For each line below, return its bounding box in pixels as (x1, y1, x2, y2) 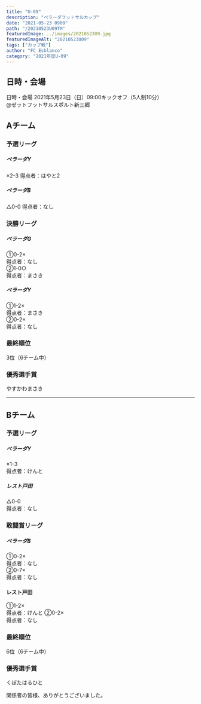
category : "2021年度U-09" (6, 53, 69, 59)
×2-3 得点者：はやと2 (6, 172, 60, 179)
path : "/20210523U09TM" (6, 25, 66, 32)
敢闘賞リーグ (6, 521, 44, 529)
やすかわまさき (6, 385, 43, 392)
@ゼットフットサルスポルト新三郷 (6, 101, 90, 108)
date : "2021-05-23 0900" (6, 20, 68, 26)
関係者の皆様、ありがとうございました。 (6, 691, 106, 699)
